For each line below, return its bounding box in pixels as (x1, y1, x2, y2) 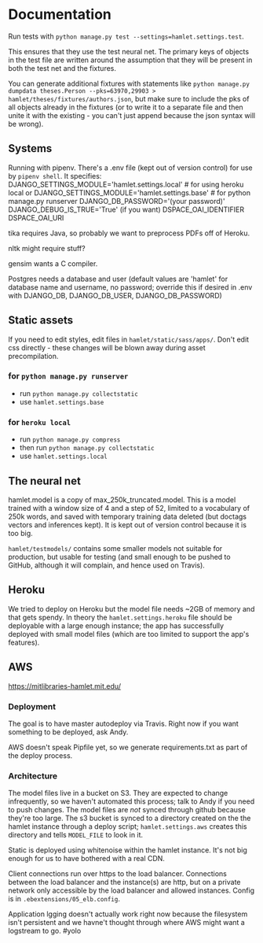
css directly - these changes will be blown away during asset (8, 342, 206, 352)
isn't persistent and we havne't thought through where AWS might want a (8, 918, 245, 927)
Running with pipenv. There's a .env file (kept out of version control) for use (8, 163, 253, 172)
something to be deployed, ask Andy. (8, 727, 129, 737)
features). (8, 638, 40, 647)
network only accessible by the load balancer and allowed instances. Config (8, 886, 255, 895)
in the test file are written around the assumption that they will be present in (8, 55, 253, 65)
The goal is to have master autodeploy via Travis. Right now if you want (8, 719, 239, 728)
